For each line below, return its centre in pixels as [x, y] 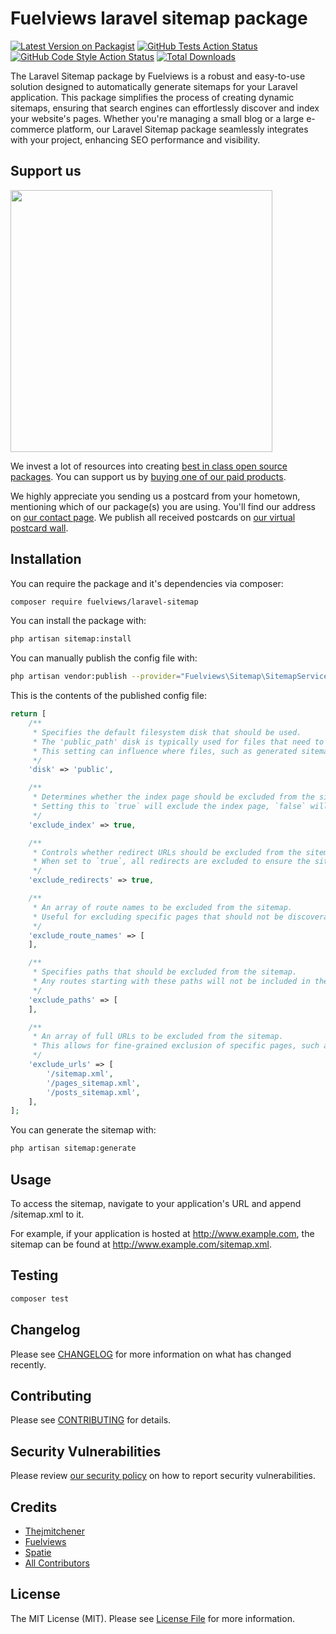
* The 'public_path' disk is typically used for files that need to [178, 742]
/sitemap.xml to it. [47, 1214]
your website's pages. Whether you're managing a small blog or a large [157, 118]
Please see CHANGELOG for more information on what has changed [151, 1354]
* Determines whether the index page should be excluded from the [173, 797]
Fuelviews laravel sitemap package [159, 18]
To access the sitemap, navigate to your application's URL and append [156, 1203]
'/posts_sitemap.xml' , [93, 1092]
